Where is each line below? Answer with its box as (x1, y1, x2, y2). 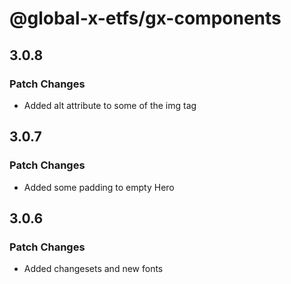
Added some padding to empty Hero (23, 181, 175, 193)
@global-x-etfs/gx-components (9, 7, 282, 30)
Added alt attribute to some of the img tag (23, 99, 197, 111)
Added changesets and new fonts (23, 263, 164, 275)
